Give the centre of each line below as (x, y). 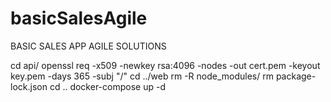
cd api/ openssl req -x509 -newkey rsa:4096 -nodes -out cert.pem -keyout (165, 65)
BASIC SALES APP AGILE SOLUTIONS (88, 46)
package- (296, 76)
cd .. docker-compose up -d (107, 86)
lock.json (29, 86)
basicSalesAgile (79, 18)
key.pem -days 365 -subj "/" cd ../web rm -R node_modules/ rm (142, 76)
